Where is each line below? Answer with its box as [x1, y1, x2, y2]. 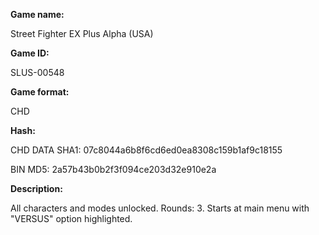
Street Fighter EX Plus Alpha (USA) [10, 28, 154, 39]
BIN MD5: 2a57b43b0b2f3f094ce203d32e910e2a [10, 164, 217, 175]
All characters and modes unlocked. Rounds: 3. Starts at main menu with [10, 202, 310, 214]
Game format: [10, 86, 70, 98]
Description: [10, 183, 63, 194]
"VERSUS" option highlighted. [10, 213, 133, 224]
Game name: [10, 9, 65, 20]
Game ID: [10, 47, 50, 59]
